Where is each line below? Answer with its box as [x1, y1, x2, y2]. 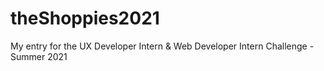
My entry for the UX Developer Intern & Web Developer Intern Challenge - [10, 40, 315, 52]
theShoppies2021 [10, 7, 160, 30]
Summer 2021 [10, 50, 68, 62]
